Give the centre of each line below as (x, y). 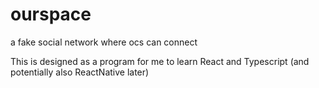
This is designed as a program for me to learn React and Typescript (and (160, 61)
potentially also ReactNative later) (80, 72)
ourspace (51, 14)
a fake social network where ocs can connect (104, 42)
